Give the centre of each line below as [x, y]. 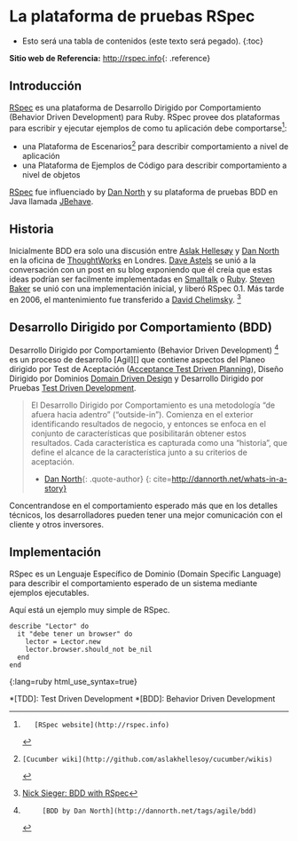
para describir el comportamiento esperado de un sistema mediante [133, 583]
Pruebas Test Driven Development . [73, 388]
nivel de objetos [51, 175]
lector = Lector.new [63, 641]
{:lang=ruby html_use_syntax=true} [73, 681]
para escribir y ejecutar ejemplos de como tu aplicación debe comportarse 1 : [148, 127]
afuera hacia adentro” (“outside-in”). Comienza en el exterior [142, 414]
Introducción [46, 86]
